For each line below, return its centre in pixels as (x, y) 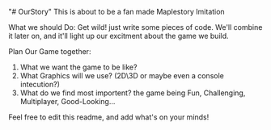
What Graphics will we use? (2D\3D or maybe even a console (122, 75)
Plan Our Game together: (50, 51)
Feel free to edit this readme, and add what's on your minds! (109, 117)
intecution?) (40, 84)
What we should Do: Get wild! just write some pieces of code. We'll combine (135, 27)
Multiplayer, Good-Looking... (68, 101)
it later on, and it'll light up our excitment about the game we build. (119, 36)
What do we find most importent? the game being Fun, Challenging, (133, 93)
